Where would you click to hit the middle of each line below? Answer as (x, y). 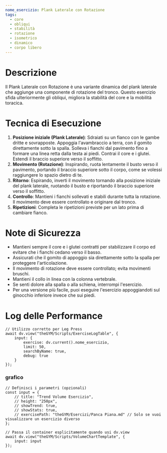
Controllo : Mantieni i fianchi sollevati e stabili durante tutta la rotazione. (87, 196)
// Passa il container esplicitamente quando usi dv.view (67, 432)
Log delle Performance (54, 316)
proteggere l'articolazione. (40, 263)
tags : (11, 15)
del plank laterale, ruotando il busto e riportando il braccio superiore (83, 186)
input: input (28, 441)
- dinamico (21, 43)
